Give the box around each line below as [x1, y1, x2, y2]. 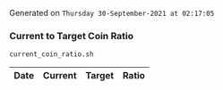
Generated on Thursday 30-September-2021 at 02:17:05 [9, 8, 215, 18]
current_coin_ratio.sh [9, 50, 94, 59]
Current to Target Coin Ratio [9, 29, 134, 42]
